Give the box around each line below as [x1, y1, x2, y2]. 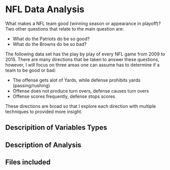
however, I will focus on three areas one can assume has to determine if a [5, 62, 160, 68]
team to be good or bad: [5, 67, 56, 73]
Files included [5, 158, 51, 166]
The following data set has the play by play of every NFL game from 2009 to [5, 51, 165, 57]
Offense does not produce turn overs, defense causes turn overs [12, 88, 149, 94]
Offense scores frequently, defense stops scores [12, 93, 116, 99]
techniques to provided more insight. [5, 108, 82, 115]
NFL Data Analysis [5, 4, 85, 15]
